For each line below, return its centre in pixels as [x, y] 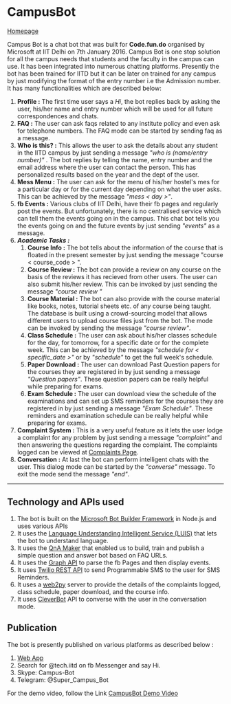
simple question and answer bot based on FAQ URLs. [92, 555]
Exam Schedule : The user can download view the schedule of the [122, 393]
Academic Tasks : [43, 240]
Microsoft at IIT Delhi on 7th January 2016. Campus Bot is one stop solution [114, 52]
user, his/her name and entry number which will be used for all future [115, 109]
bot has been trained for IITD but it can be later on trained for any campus [112, 74]
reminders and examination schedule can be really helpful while [118, 415]
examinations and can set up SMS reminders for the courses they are [125, 401]
